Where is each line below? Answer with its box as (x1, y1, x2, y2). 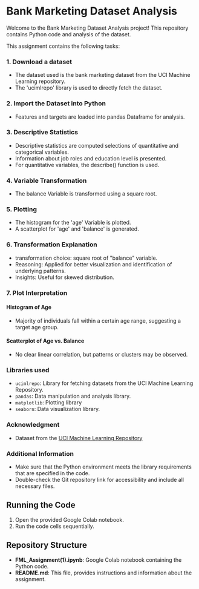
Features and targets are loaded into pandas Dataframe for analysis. (15, 113, 185, 120)
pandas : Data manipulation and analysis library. (15, 392, 131, 400)
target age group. (15, 323, 59, 331)
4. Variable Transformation (6, 176, 87, 185)
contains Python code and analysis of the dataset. (6, 30, 131, 38)
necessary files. (15, 482, 55, 490)
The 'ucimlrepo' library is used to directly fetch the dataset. (15, 84, 163, 91)
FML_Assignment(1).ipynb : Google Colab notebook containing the (15, 556, 182, 564)
